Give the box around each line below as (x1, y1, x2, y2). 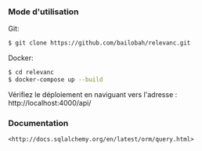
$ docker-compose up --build (8, 76, 103, 84)
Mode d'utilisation (8, 6, 79, 17)
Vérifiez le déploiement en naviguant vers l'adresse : (8, 89, 178, 99)
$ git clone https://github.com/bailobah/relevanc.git (8, 39, 191, 47)
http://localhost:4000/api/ (8, 98, 92, 107)
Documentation (8, 117, 69, 128)
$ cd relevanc (8, 69, 55, 77)
